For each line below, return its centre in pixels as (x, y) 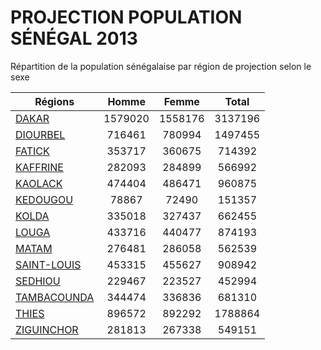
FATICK (32, 151)
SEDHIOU (38, 281)
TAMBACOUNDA (55, 297)
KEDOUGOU (44, 199)
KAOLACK (39, 183)
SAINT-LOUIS (48, 264)
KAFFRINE (39, 167)
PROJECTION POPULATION (126, 17)
